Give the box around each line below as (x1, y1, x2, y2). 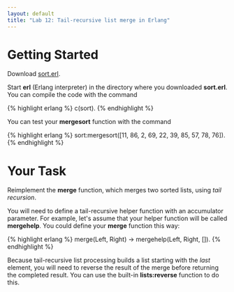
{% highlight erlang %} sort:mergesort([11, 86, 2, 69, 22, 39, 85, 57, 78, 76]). (7, 131, 226, 139)
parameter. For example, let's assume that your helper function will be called (7, 214, 228, 223)
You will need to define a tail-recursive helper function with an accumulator (7, 207, 224, 215)
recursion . (7, 193, 37, 202)
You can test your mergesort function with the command (7, 118, 171, 126)
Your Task (7, 163, 66, 178)
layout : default (7, 10, 54, 17)
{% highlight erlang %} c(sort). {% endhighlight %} (7, 104, 154, 112)
